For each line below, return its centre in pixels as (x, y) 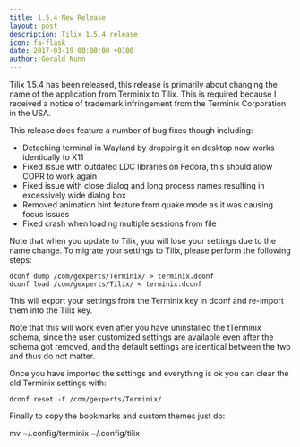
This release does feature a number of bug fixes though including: (131, 130)
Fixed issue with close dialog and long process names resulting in (143, 186)
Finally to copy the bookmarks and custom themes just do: (117, 416)
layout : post (34, 26)
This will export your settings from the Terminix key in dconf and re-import (147, 301)
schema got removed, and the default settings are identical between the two (150, 346)
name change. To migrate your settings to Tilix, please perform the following (150, 250)
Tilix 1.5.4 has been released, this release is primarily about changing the (143, 84)
